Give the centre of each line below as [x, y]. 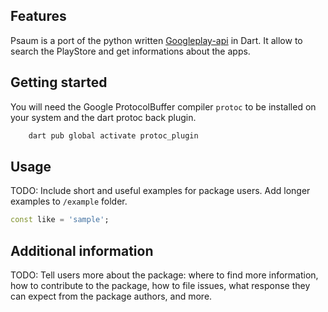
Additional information [82, 250]
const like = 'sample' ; [60, 220]
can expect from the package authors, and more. [111, 296]
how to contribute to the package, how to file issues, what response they [160, 285]
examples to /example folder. [69, 201]
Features [38, 16]
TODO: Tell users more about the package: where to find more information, [164, 275]
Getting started [59, 82]
